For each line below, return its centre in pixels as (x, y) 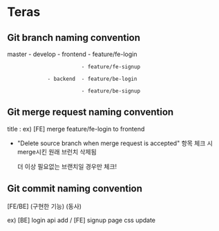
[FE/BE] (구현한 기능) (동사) (44, 206)
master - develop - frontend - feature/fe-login (72, 54)
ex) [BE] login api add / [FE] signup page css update (82, 220)
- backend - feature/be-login (92, 79)
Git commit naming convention (75, 188)
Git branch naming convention (74, 38)
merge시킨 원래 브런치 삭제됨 (57, 151)
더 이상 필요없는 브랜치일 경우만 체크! (67, 166)
